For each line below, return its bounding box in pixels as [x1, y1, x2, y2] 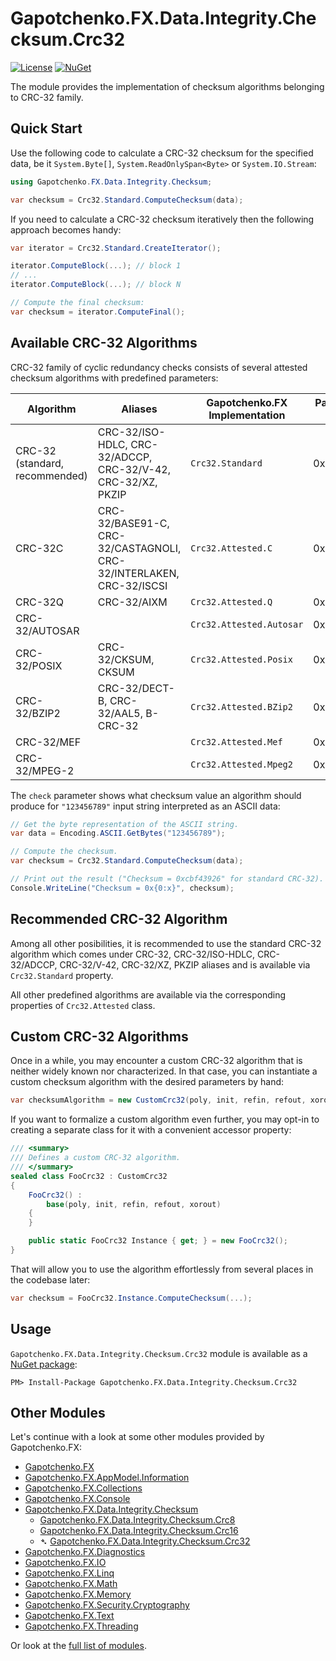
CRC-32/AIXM [97, 595, 168, 609]
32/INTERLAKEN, [97, 566, 180, 580]
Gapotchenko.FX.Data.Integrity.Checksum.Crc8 [39, 1514, 236, 1526]
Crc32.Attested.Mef [190, 736, 283, 747]
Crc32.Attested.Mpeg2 [190, 758, 293, 770]
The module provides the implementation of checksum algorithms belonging [10, 80, 325, 92]
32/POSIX [15, 658, 63, 672]
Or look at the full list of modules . [10, 1640, 147, 1652]
